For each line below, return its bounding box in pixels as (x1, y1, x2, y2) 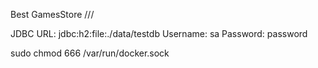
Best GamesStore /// (10, 9, 95, 20)
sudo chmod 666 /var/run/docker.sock (10, 47, 170, 59)
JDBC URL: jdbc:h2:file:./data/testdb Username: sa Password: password (10, 28, 308, 39)
